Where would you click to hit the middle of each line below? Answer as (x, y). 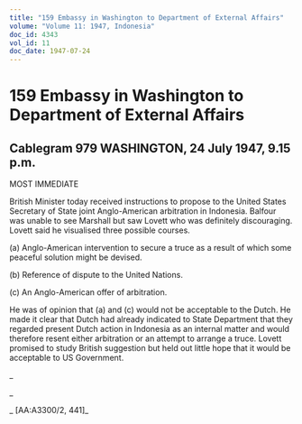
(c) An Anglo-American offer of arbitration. (88, 292)
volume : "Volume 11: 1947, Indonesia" (82, 26)
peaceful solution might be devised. (76, 257)
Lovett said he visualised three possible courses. (100, 230)
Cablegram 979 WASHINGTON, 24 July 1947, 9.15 (150, 148)
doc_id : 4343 (34, 34)
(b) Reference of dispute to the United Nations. (96, 275)
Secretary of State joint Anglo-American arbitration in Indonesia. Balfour (143, 211)
